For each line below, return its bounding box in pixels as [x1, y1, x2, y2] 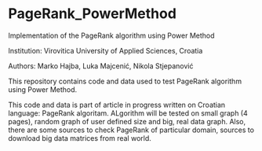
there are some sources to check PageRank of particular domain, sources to [8, 125, 255, 134]
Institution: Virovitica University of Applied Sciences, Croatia [8, 46, 203, 55]
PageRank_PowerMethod [8, 5, 176, 23]
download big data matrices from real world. [8, 133, 151, 142]
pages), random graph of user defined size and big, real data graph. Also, [8, 116, 246, 126]
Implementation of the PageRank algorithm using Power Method [8, 31, 215, 40]
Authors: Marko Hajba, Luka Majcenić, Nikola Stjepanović [8, 61, 194, 71]
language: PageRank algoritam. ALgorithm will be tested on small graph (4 [8, 108, 249, 118]
